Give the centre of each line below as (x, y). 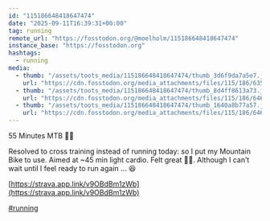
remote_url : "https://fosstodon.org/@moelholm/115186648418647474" (124, 38)
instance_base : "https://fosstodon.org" (77, 46)
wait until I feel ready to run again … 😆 (72, 168)
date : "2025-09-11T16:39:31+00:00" (68, 23)
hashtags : (25, 53)
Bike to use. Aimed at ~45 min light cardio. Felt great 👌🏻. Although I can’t (129, 160)
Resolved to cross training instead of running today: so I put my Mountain (130, 151)
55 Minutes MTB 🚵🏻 (41, 136)
